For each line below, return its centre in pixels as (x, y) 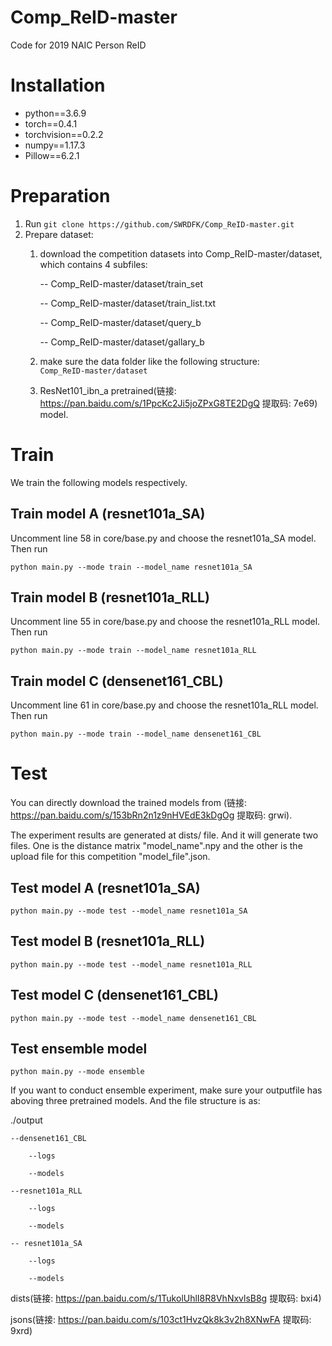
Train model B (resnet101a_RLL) (110, 597)
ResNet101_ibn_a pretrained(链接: (108, 390)
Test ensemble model (79, 1048)
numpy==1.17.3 (55, 145)
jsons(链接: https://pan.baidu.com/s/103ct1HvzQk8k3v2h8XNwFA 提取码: (161, 1320)
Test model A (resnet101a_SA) (105, 887)
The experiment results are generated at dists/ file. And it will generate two (164, 835)
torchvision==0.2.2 (64, 134)
